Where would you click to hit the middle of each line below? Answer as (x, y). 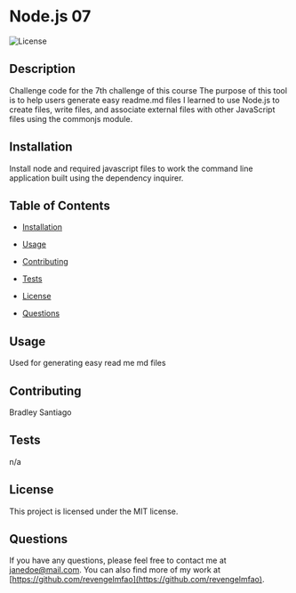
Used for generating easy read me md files (88, 363)
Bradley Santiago (40, 412)
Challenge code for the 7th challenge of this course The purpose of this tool (148, 90)
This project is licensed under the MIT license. (94, 511)
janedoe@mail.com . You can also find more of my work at (115, 570)
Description (42, 69)
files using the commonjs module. (71, 118)
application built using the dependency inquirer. (96, 178)
